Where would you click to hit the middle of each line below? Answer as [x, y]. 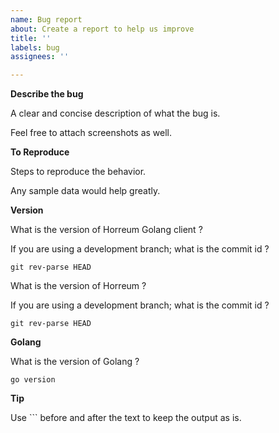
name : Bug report [46, 19]
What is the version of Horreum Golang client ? [106, 230]
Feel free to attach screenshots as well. [91, 133]
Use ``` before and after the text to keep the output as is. [126, 418]
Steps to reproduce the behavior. [78, 172]
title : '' [31, 38]
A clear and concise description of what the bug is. [115, 113]
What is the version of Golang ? [75, 362]
